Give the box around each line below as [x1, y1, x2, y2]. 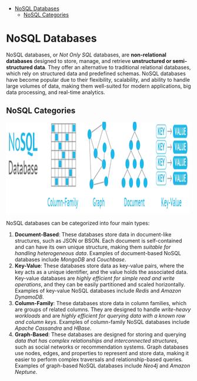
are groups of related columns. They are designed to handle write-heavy [14, 306, 191, 313]
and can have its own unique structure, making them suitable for [14, 243, 171, 250]
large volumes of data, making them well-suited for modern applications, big [6, 82, 191, 89]
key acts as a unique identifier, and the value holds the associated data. [14, 268, 188, 275]
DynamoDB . [14, 293, 44, 300]
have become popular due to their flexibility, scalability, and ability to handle [6, 76, 190, 83]
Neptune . [14, 368, 38, 375]
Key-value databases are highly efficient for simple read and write [14, 275, 175, 282]
